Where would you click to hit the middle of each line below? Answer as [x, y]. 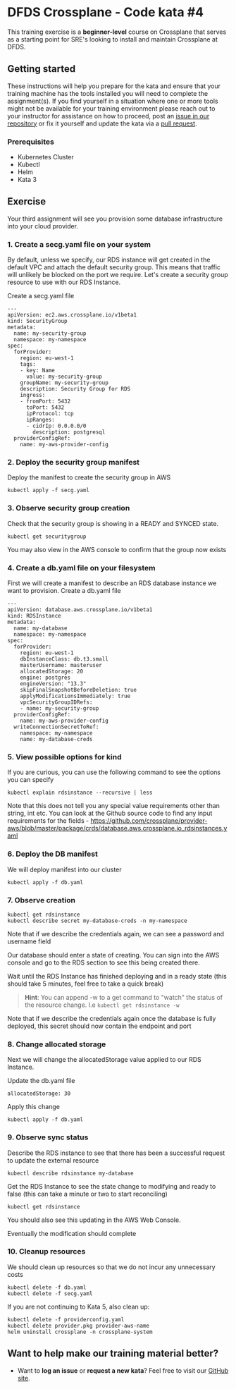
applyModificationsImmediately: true [75, 696]
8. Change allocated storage [57, 1044]
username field [29, 941]
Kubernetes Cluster [45, 157]
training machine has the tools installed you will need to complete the [108, 93]
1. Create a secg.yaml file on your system [79, 244]
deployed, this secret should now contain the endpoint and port [99, 1026]
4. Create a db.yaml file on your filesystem [81, 568]
